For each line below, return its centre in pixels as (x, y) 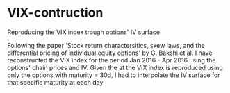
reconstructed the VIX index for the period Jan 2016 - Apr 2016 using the (112, 60)
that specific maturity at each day (55, 82)
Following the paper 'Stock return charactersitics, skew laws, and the (106, 45)
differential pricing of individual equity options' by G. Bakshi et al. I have (110, 53)
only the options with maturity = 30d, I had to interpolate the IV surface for (114, 75)
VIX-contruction (55, 13)
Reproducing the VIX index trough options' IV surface (84, 32)
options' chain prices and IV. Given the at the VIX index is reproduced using (115, 67)
